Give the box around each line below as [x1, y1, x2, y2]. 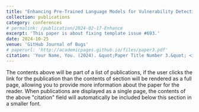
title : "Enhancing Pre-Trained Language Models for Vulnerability [6, 8, 174, 15]
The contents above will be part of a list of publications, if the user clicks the [6, 68, 192, 75]
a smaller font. [6, 100, 41, 107]
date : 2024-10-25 [6, 36, 49, 42]
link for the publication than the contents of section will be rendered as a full [6, 75, 192, 82]
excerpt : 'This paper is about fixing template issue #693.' [6, 31, 161, 37]
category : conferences [6, 19, 62, 25]
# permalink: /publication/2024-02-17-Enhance [6, 25, 123, 31]
